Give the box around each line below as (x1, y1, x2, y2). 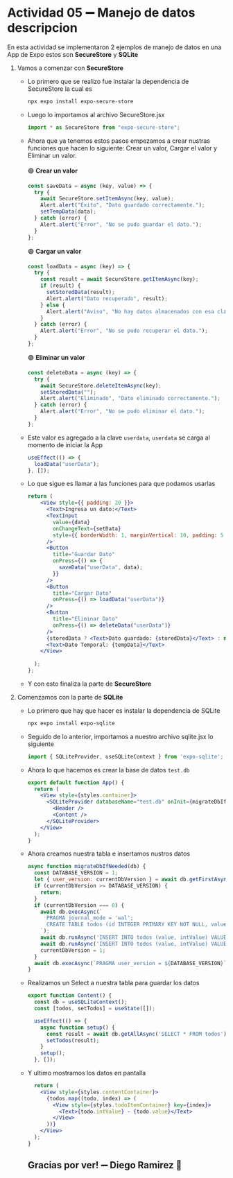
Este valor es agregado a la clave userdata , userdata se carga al (27, 433, 210, 442)
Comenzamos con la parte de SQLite (17, 693, 123, 701)
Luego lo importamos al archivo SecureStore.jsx (27, 110, 165, 119)
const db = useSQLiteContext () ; (33, 998, 128, 1006)
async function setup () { (40, 1024, 116, 1031)
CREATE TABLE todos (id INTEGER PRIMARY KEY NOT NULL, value (46, 921, 227, 928)
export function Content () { (27, 992, 112, 999)
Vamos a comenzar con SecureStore (17, 64, 123, 72)
